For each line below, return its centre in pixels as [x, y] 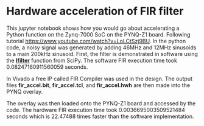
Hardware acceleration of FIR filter [95, 11]
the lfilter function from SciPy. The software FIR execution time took [92, 60]
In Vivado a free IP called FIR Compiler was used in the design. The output [100, 79]
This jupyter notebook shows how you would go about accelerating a [93, 28]
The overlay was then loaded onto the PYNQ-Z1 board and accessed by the [101, 103]
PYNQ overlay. [25, 91]
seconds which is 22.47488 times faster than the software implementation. [100, 116]
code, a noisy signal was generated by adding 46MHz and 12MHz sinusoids [101, 47]
